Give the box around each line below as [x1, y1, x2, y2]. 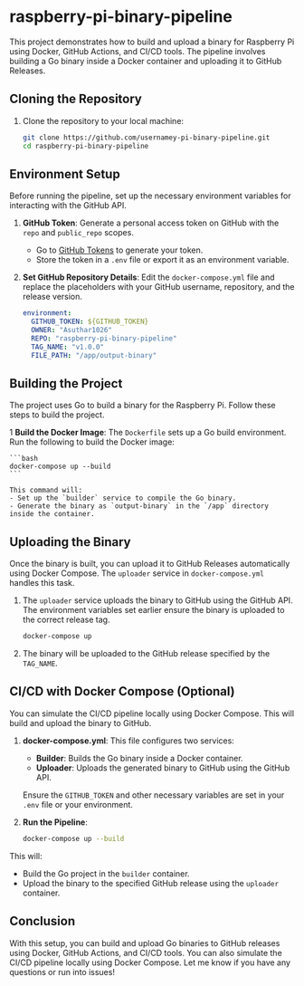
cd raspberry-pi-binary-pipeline [22, 141, 149, 150]
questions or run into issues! [9, 966, 116, 977]
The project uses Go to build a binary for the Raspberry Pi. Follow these [9, 400, 276, 411]
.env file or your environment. [22, 799, 134, 809]
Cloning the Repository [9, 91, 142, 107]
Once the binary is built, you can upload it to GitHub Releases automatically [9, 559, 290, 570]
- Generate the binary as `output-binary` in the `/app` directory [9, 502, 270, 511]
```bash [9, 455, 39, 464]
